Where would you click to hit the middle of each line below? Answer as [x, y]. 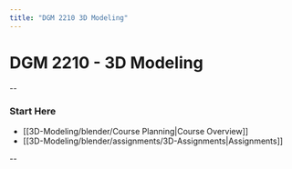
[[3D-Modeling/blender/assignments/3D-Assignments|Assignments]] [153, 141]
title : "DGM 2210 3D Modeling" [69, 18]
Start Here [33, 112]
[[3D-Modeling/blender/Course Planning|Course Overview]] [136, 131]
